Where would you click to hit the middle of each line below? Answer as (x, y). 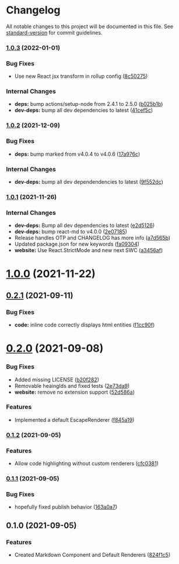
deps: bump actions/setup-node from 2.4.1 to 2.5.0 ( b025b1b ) (89, 104)
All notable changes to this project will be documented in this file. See (90, 26)
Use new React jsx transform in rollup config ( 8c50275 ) (81, 76)
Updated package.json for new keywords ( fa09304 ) (77, 244)
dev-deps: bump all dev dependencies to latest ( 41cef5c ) (84, 110)
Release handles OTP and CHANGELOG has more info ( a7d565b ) (92, 238)
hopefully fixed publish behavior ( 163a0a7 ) (66, 507)
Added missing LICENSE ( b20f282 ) (57, 379)
